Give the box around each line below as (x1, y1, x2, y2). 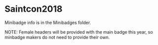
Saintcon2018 (4, 3, 63, 15)
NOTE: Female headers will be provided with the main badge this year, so (4, 29, 153, 35)
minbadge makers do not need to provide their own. (4, 34, 110, 40)
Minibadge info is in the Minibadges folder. (4, 20, 92, 25)
